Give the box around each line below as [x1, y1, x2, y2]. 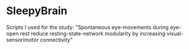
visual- [166, 30, 184, 37]
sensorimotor [6, 36, 39, 43]
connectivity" [40, 36, 73, 43]
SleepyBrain [6, 4, 68, 18]
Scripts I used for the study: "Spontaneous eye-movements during [6, 24, 169, 31]
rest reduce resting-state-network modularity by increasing [20, 30, 166, 37]
